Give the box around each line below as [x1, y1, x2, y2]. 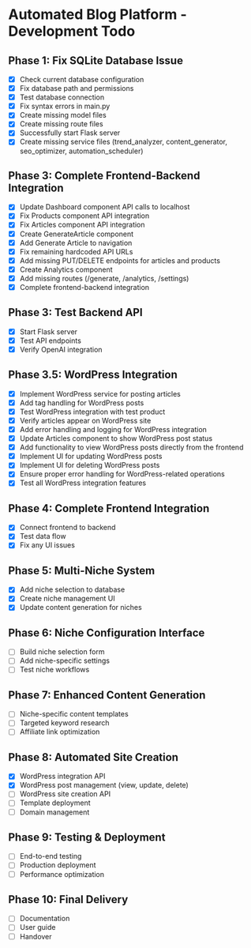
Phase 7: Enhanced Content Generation [8, 688, 206, 702]
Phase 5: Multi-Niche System [8, 563, 155, 577]
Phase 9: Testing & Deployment [8, 830, 166, 844]
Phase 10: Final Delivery [8, 893, 129, 906]
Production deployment [19, 860, 96, 870]
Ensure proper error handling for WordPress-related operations [19, 469, 225, 479]
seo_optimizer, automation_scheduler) [19, 146, 144, 156]
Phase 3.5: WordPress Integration [8, 368, 178, 382]
